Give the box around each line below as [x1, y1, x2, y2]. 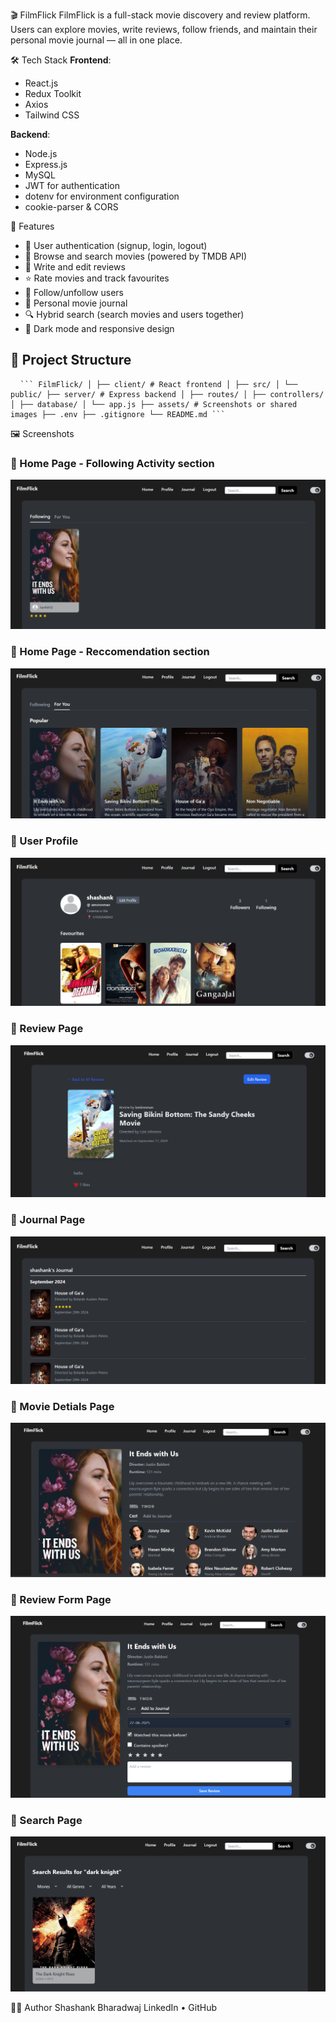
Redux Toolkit [24, 88, 82, 99]
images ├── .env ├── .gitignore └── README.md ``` [10, 409, 226, 419]
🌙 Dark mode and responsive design [24, 323, 175, 334]
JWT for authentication [24, 180, 120, 191]
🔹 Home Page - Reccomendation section [10, 645, 210, 659]
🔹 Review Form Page [10, 1592, 112, 1606]
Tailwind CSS [24, 109, 80, 121]
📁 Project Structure [10, 352, 132, 369]
